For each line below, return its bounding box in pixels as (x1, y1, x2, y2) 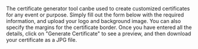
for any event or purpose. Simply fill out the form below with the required (6, 11, 184, 18)
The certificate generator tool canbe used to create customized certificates (6, 5, 190, 12)
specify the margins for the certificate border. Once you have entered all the (6, 24, 192, 31)
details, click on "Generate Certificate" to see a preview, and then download (6, 30, 191, 37)
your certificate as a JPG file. (6, 37, 77, 43)
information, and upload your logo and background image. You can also (6, 18, 181, 24)
